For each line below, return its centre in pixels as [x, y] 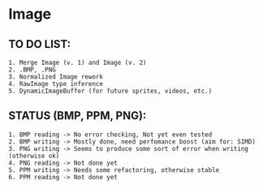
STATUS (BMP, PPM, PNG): [78, 116]
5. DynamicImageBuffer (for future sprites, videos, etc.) [110, 91]
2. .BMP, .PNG [32, 70]
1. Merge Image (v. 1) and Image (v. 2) [78, 62]
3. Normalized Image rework [56, 77]
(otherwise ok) [34, 156]
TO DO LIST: [40, 44]
